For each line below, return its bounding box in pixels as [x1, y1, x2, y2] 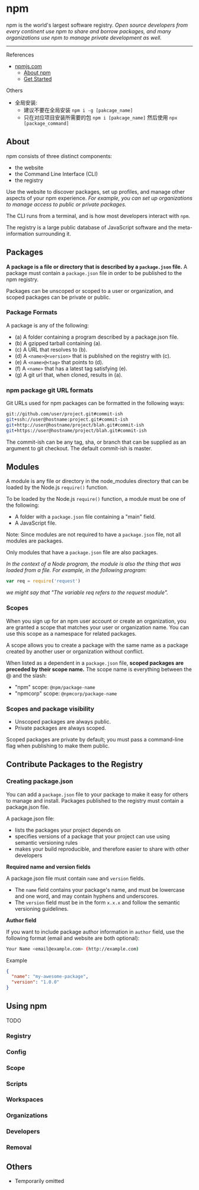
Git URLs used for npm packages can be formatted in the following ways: [6, 400, 185, 407]
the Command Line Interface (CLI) [14, 170, 98, 177]
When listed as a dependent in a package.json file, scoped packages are [6, 659, 184, 667]
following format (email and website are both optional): [6, 935, 140, 942]
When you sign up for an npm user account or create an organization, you [6, 617, 187, 624]
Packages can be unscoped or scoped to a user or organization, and [6, 287, 174, 294]
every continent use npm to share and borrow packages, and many [6, 27, 172, 34]
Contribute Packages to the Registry [6, 759, 143, 769]
